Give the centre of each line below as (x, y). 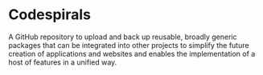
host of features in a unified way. (63, 62)
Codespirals (49, 15)
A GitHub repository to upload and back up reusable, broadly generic (123, 37)
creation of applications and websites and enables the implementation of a (132, 53)
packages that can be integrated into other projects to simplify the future (129, 45)
